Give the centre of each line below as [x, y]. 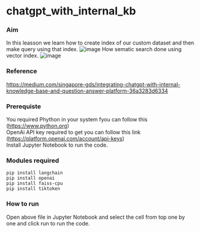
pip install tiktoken [33, 189]
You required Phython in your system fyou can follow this [77, 120]
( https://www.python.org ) [38, 126]
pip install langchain [35, 173]
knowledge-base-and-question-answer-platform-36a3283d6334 [87, 91]
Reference [22, 72]
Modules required [33, 160]
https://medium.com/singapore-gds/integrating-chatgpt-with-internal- [93, 84]
